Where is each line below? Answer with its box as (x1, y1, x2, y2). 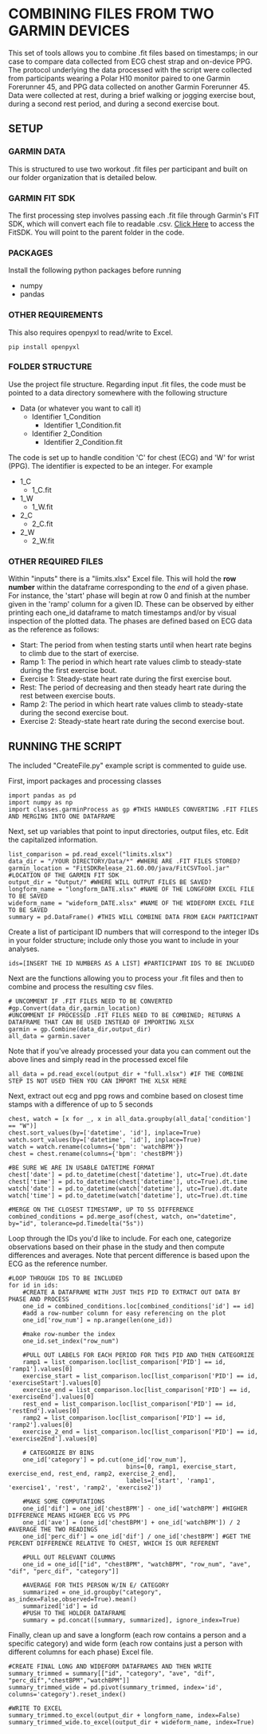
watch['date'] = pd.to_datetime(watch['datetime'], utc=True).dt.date (8, 1185, 248, 1193)
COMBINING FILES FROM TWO (8, 5, 214, 23)
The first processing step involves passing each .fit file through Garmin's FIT (8, 210, 260, 220)
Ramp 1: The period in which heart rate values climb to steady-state (19, 657, 241, 666)
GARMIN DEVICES (8, 22, 130, 40)
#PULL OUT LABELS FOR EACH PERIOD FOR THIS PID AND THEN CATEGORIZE (22, 1351, 255, 1359)
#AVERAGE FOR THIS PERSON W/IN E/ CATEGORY (22, 1581, 170, 1589)
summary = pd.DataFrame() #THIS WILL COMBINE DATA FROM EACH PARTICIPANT (8, 913, 259, 921)
